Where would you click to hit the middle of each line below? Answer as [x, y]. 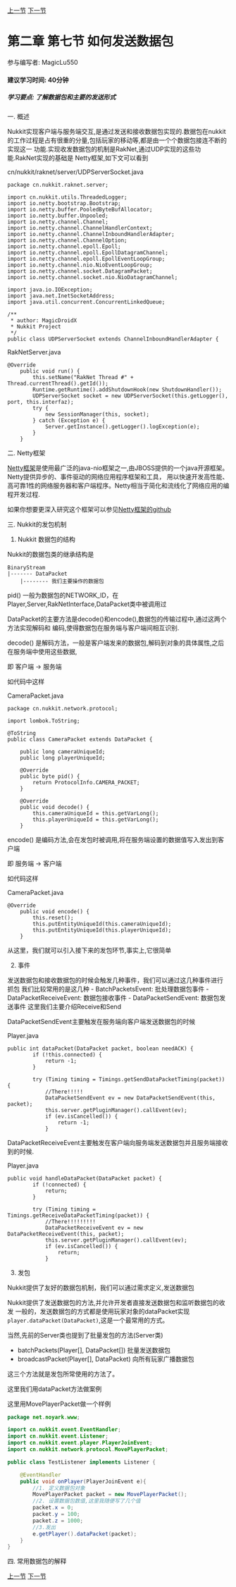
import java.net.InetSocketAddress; [61, 296]
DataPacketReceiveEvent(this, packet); [66, 1234]
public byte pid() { [50, 776]
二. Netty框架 [26, 452]
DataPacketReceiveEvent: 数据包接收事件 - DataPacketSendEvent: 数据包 [113, 998]
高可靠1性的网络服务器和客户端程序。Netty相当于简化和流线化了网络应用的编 [118, 486]
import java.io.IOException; [50, 290]
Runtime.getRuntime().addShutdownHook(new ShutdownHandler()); [127, 390]
